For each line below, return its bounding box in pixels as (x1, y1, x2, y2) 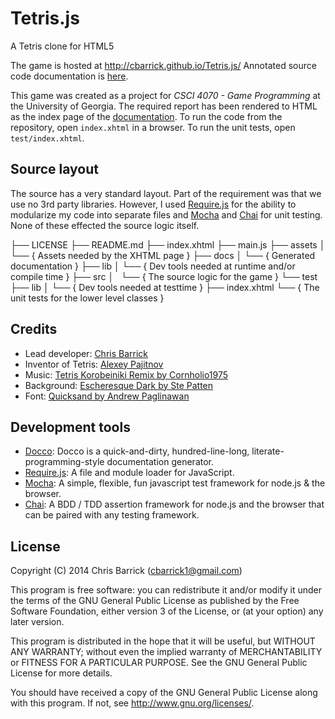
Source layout (10, 161, 100, 178)
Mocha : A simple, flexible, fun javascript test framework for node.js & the (24, 477, 326, 489)
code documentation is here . (10, 70, 129, 82)
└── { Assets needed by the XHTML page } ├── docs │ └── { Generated (10, 249, 316, 261)
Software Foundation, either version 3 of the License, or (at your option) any (10, 605, 324, 617)
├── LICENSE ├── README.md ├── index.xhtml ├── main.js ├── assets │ (10, 238, 326, 251)
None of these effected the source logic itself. (10, 219, 200, 231)
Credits (10, 321, 58, 338)
